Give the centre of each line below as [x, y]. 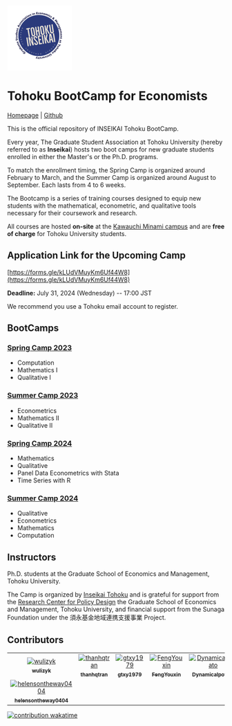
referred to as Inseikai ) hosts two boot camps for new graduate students [111, 149]
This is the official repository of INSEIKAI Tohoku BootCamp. [93, 128]
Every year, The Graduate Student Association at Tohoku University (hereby [115, 142]
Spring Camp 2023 [40, 348]
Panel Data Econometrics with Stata [68, 473]
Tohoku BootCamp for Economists [108, 96]
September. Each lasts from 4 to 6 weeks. [67, 185]
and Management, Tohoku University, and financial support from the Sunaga [116, 609]
